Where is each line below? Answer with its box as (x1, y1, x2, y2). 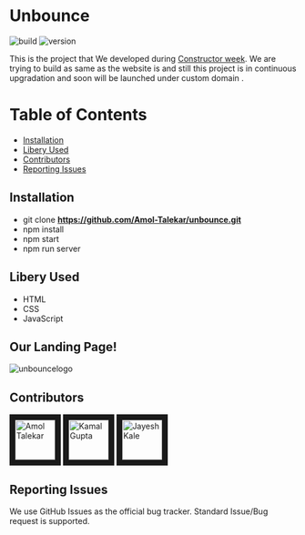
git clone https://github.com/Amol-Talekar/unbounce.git (22, 214, 241, 225)
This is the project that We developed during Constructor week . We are (9, 53, 276, 64)
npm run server (22, 243, 81, 254)
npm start (22, 233, 59, 244)
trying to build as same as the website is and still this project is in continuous (9, 63, 297, 74)
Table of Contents (9, 105, 147, 126)
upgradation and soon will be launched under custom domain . (9, 72, 244, 83)
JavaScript (22, 313, 64, 324)
